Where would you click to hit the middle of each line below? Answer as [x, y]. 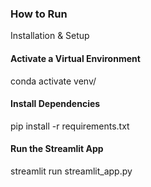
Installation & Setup [50, 36]
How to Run [39, 14]
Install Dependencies [55, 104]
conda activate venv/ [53, 81]
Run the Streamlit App [57, 149]
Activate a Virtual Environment [75, 58]
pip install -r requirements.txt [70, 126]
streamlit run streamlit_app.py [71, 171]
